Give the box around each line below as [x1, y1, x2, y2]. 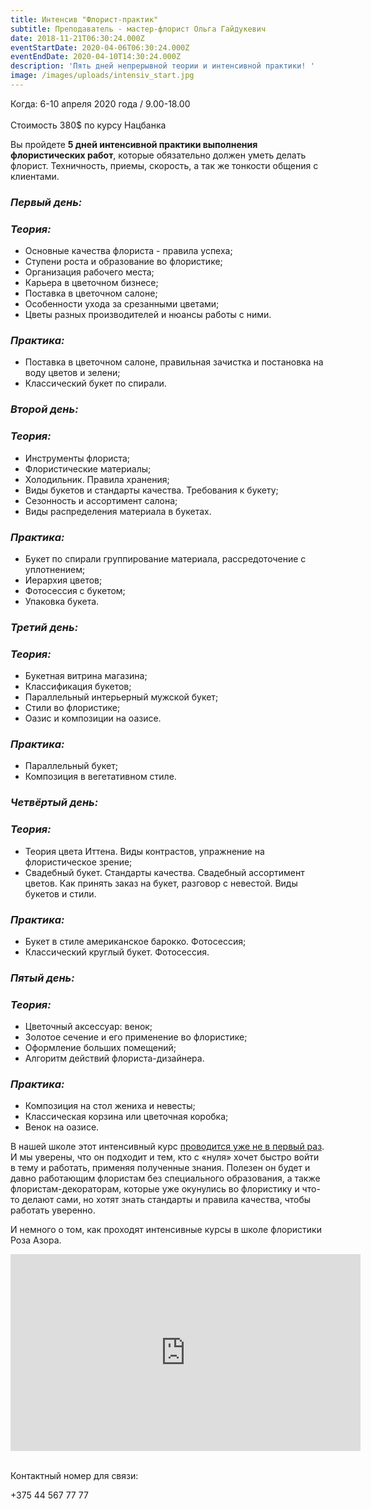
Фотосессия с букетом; [24, 584, 126, 596]
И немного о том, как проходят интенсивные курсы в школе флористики [10, 1224, 322, 1236]
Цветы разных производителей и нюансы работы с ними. [24, 309, 272, 321]
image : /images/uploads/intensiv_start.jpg [10, 71, 195, 81]
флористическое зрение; [24, 856, 133, 868]
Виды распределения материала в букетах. [24, 505, 212, 517]
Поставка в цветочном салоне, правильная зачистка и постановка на [24, 356, 324, 368]
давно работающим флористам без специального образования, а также [10, 1172, 321, 1185]
